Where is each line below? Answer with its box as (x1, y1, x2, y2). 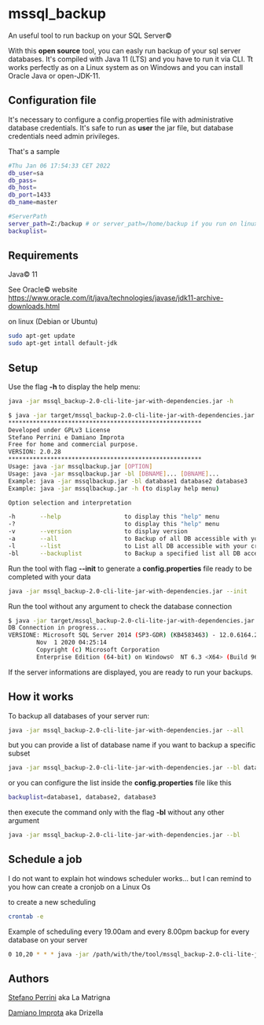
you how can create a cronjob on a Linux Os (8, 882, 151, 891)
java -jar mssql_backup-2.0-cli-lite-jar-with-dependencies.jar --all (8, 726, 244, 734)
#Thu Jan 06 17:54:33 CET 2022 (8, 162, 111, 170)
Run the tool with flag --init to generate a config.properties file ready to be (8, 564, 253, 573)
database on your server (8, 935, 88, 944)
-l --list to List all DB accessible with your (8, 542, 247, 550)
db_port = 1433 (8, 191, 51, 199)
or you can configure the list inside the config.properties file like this (8, 778, 232, 788)
